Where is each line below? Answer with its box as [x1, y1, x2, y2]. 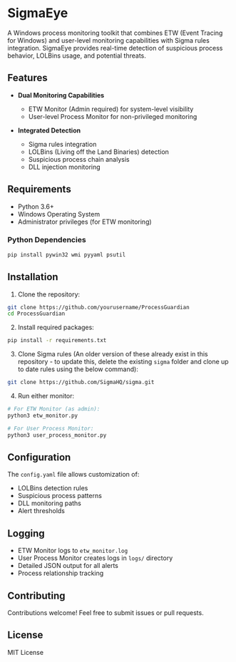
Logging [7, 527, 45, 539]
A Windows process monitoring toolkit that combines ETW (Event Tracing [7, 29, 223, 37]
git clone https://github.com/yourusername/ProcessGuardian [7, 304, 190, 311]
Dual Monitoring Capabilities [17, 90, 105, 99]
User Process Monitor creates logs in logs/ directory [17, 554, 173, 562]
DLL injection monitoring [28, 162, 101, 171]
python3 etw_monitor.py [7, 412, 78, 419]
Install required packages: [17, 323, 94, 332]
